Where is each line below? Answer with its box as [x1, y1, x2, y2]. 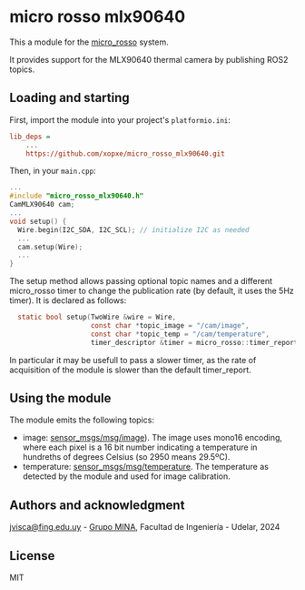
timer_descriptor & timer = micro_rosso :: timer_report [90, 338, 299, 347]
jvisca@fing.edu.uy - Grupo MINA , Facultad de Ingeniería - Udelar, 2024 [9, 522, 280, 533]
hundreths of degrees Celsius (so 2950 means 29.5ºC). [22, 452, 231, 463]
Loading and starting [9, 90, 130, 106]
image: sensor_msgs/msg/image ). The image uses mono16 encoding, [22, 432, 283, 443]
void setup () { [9, 217, 67, 226]
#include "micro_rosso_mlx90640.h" [9, 191, 144, 201]
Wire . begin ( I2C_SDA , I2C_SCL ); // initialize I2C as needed [17, 225, 250, 234]
